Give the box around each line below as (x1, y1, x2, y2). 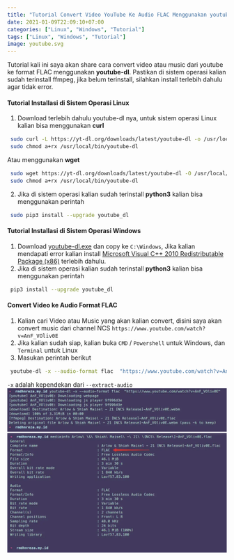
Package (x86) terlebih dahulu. (17, 257, 107, 265)
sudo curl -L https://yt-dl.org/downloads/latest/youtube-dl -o (10, 136, 201, 143)
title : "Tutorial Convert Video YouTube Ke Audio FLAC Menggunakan (7, 11, 208, 18)
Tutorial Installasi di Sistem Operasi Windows (7, 227, 141, 235)
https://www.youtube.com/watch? (111, 325, 206, 332)
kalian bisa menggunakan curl (17, 122, 104, 130)
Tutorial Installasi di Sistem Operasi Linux (7, 98, 130, 107)
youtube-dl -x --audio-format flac (10, 367, 114, 375)
